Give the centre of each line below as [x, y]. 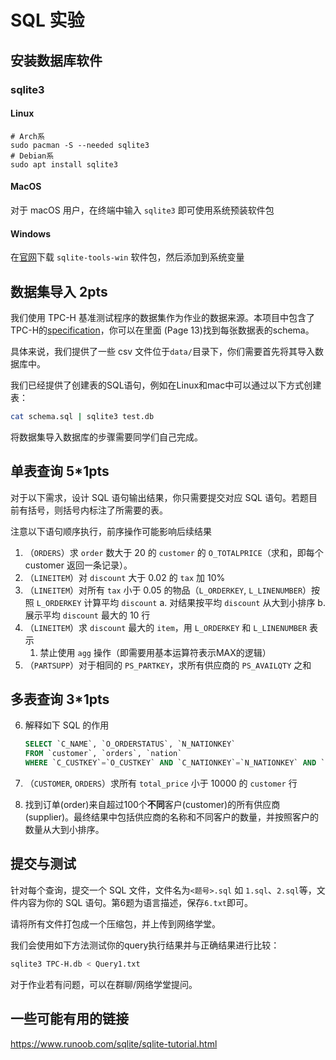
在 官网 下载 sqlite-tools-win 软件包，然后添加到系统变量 [127, 257]
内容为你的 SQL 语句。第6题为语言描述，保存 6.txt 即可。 [135, 902]
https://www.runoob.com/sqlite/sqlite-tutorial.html [114, 1043]
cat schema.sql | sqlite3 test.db [82, 416]
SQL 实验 [47, 20]
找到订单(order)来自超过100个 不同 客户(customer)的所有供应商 [152, 805]
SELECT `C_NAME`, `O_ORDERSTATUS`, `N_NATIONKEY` [130, 744]
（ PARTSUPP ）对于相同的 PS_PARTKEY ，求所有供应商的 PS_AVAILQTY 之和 [168, 665]
